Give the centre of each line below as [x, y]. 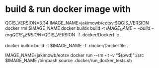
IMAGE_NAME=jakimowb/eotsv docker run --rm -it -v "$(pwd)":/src [75, 55]
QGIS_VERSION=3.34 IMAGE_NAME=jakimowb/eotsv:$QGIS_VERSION [77, 23]
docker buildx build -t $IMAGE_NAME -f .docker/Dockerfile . [67, 45]
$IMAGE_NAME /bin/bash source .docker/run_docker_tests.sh [69, 60]
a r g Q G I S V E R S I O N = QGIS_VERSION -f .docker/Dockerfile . [63, 35]
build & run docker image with [68, 9]
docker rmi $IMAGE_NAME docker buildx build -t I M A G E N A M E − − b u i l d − [80, 29]
